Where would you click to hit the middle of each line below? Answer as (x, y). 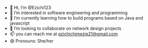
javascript (20, 23)
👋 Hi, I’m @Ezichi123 (30, 8)
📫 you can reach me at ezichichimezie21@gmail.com (64, 34)
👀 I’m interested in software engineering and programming (69, 13)
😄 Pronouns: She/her (32, 41)
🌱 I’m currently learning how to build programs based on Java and (76, 18)
